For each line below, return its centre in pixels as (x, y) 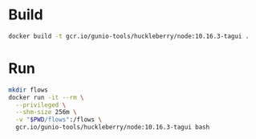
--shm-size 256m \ (47, 112)
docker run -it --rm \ (46, 97)
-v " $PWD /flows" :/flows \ (59, 120)
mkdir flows (28, 90)
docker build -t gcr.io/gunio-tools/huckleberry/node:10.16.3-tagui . (129, 36)
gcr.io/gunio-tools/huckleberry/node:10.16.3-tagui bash (113, 127)
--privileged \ (41, 105)
